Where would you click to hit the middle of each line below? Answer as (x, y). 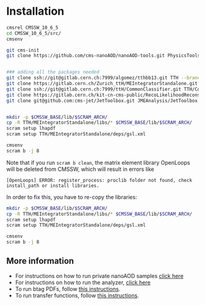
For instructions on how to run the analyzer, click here (83, 282)
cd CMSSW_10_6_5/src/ (34, 33)
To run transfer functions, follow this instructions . (77, 295)
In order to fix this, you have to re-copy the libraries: (72, 197)
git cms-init (23, 50)
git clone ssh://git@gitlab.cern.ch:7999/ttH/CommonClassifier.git (94, 89)
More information (40, 261)
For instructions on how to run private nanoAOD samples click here (99, 276)
